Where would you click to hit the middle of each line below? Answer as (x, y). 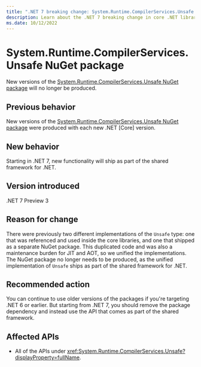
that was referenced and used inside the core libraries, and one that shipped (100, 240)
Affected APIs (33, 337)
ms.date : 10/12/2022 (32, 23)
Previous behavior (41, 107)
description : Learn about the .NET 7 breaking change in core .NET (92, 17)
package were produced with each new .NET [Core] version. (81, 128)
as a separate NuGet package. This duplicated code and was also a (89, 247)
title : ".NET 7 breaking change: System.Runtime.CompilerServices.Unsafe (100, 12)
